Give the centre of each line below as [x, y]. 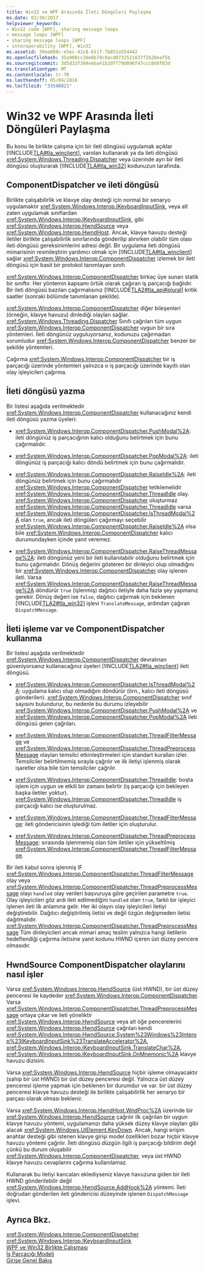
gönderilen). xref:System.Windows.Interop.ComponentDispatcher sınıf [103, 697]
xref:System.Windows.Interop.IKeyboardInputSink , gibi [75, 219]
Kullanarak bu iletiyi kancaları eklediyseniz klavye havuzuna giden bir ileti [98, 1174]
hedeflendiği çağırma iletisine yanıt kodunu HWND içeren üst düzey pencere [102, 939]
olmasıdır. [19, 945]
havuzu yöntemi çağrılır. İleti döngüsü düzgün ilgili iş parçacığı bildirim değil [101, 1143]
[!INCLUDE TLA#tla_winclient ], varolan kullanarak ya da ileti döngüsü [92, 152]
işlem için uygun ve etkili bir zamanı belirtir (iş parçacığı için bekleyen [102, 786]
